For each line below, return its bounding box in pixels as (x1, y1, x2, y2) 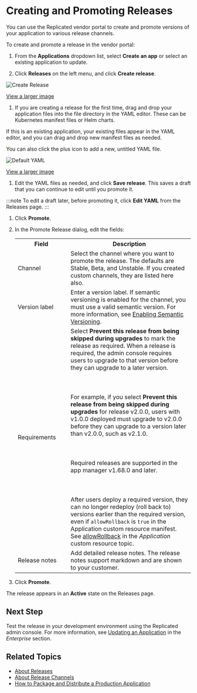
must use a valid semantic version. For (70, 303, 176, 311)
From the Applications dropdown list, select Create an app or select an (14, 52, 188, 59)
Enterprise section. (6, 634, 52, 642)
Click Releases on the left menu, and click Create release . (14, 70, 156, 77)
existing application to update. (14, 59, 88, 66)
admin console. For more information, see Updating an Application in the (6, 629, 182, 636)
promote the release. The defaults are (70, 257, 175, 265)
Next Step (6, 607, 43, 617)
